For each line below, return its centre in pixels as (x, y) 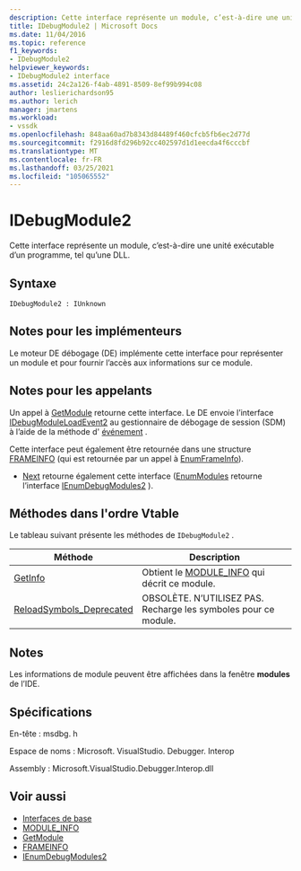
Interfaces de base (57, 818)
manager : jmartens (43, 110)
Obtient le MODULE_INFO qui (203, 573)
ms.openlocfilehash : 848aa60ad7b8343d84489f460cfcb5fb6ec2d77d (130, 135)
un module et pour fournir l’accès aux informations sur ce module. (131, 362)
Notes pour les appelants (81, 391)
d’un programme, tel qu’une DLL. (70, 255)
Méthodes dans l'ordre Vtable (94, 514)
